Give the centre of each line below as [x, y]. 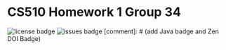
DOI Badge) [24, 38]
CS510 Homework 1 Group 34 [94, 12]
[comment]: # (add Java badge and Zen [162, 31]
